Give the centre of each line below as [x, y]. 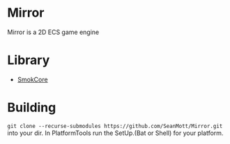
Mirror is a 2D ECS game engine [53, 32]
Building [32, 107]
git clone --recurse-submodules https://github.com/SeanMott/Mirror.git [115, 126]
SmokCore [32, 79]
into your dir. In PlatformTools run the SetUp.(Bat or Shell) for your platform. [115, 133]
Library [29, 60]
